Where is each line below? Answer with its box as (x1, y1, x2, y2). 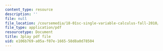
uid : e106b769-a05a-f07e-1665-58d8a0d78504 (5, 39, 95, 44)
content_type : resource (5, 7, 53, 12)
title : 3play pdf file (5, 34, 51, 39)
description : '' (5, 12, 38, 17)
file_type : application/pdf (5, 25, 62, 30)
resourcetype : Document (5, 30, 53, 34)
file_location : (5, 20, 36, 26)
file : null (5, 16, 27, 21)
